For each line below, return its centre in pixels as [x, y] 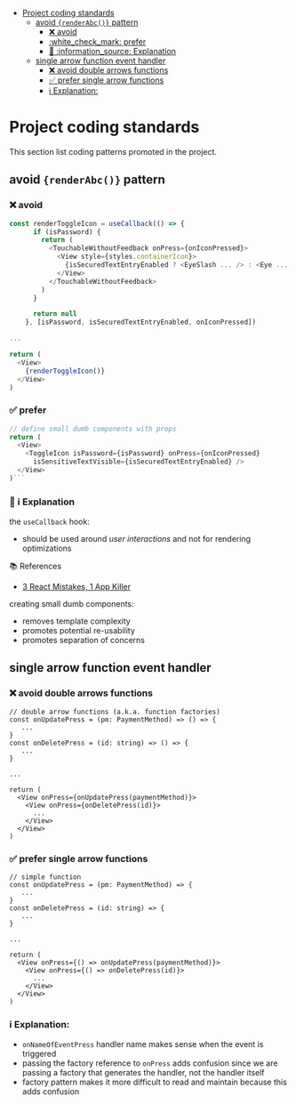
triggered [39, 1054]
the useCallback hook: [50, 522]
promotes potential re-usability [79, 631]
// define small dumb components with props [93, 429]
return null [55, 314]
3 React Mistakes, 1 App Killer [76, 587]
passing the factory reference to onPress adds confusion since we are [150, 1063]
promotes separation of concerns [83, 641]
